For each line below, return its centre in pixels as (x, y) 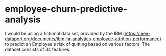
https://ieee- (138, 33)
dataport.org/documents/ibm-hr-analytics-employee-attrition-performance (82, 39)
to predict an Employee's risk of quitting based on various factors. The (78, 44)
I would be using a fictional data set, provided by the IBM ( (65, 33)
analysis (23, 20)
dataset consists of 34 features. (38, 49)
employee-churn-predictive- (66, 9)
